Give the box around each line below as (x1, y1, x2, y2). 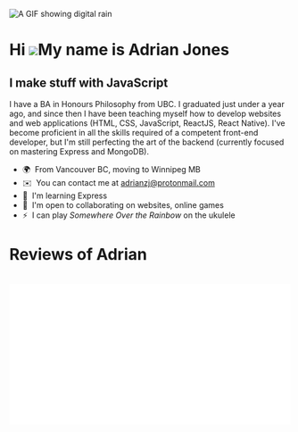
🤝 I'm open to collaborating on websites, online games (21, 200, 225, 210)
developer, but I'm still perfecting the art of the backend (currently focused (9, 137, 285, 147)
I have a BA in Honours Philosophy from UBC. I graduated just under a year (9, 99, 286, 109)
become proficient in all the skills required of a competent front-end (9, 128, 259, 137)
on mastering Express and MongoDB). (9, 146, 150, 156)
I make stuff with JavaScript (9, 75, 169, 90)
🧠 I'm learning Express (21, 190, 108, 201)
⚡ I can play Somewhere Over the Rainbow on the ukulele (21, 210, 236, 220)
